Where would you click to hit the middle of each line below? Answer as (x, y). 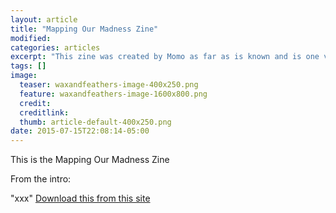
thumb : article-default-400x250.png (95, 122)
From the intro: (41, 179)
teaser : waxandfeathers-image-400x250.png (109, 85)
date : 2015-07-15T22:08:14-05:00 (80, 131)
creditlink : (44, 112)
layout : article (44, 19)
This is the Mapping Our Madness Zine (90, 160)
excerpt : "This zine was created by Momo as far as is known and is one (165, 57)
